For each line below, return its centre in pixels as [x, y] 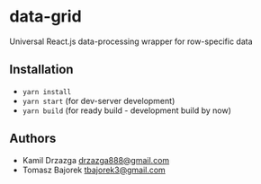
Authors [33, 139]
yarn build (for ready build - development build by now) [126, 110]
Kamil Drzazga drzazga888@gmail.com [96, 160]
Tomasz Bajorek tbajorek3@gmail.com [94, 170]
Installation [41, 70]
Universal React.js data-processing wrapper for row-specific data [131, 41]
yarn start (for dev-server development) [99, 101]
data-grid [46, 17]
